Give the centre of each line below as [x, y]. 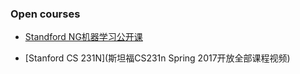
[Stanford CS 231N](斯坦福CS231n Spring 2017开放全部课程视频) [157, 58]
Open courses [45, 14]
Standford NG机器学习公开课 [83, 37]
